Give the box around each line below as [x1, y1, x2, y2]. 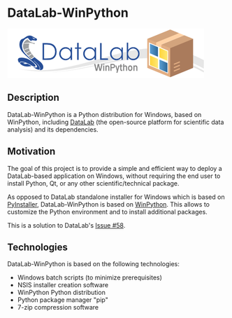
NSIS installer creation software [17, 281, 109, 289]
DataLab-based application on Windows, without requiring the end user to [7, 172, 221, 180]
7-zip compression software [17, 303, 99, 312]
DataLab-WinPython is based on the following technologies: [7, 260, 180, 268]
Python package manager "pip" [17, 296, 108, 304]
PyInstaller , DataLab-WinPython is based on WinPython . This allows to [7, 200, 210, 208]
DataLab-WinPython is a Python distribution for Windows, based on [7, 110, 202, 118]
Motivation [7, 146, 56, 158]
